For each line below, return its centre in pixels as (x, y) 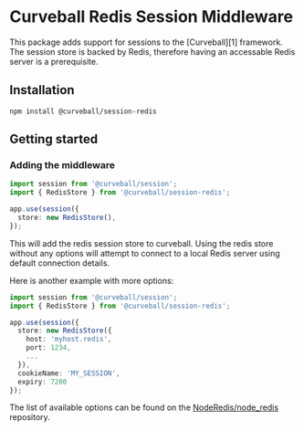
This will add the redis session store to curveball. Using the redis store (142, 243)
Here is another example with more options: (92, 280)
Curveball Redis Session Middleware (152, 17)
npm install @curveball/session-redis (83, 111)
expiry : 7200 (42, 382)
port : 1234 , (48, 348)
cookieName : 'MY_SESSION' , (69, 373)
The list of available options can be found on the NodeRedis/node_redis (144, 407)
